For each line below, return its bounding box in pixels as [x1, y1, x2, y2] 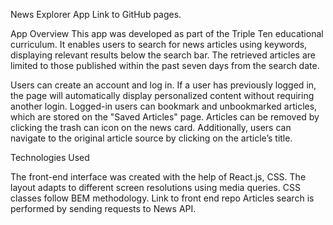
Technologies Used [10, 152, 90, 163]
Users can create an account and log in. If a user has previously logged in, [10, 79, 317, 91]
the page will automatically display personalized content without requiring [10, 90, 315, 101]
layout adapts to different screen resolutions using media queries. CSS [10, 182, 301, 193]
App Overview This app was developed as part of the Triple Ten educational [10, 28, 324, 39]
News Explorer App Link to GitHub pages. [10, 9, 182, 20]
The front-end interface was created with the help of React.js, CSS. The [10, 171, 307, 183]
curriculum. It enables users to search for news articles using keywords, [10, 39, 308, 50]
